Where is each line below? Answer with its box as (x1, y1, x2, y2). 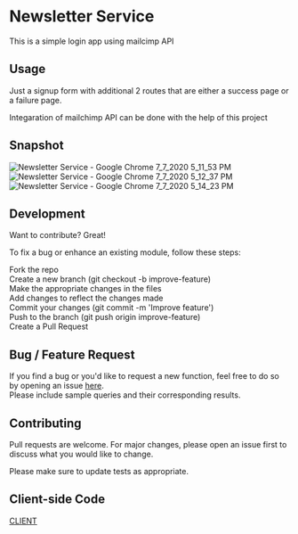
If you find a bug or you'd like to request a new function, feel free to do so (9, 371, 280, 382)
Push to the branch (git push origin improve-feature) (9, 312, 201, 323)
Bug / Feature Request (9, 347, 135, 362)
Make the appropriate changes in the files (9, 283, 162, 294)
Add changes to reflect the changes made (9, 292, 164, 304)
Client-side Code (9, 492, 105, 507)
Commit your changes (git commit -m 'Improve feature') (9, 302, 214, 313)
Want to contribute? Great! (9, 230, 107, 241)
